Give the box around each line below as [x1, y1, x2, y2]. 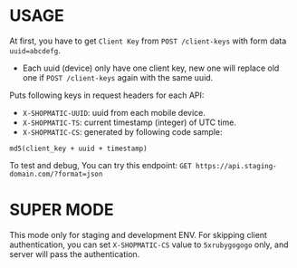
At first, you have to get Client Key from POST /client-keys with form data [9, 35, 287, 46]
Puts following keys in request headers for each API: [9, 90, 205, 100]
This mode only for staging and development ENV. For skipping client [9, 229, 267, 240]
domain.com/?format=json [9, 169, 103, 178]
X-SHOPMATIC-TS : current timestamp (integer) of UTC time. [22, 117, 237, 128]
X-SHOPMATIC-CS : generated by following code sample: [22, 126, 224, 137]
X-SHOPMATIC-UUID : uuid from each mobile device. [22, 107, 206, 118]
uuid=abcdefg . [9, 44, 61, 55]
